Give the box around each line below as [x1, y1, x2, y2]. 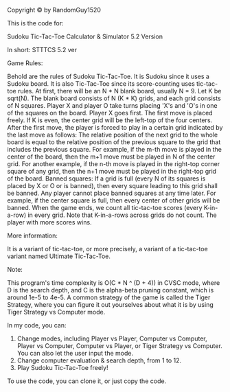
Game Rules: [7, 59, 43, 67]
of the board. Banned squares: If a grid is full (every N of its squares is [7, 174, 206, 183]
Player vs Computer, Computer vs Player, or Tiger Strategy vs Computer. [16, 342, 223, 349]
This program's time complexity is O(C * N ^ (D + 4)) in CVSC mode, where [7, 279, 220, 287]
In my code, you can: [7, 321, 67, 329]
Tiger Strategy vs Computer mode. [7, 308, 106, 316]
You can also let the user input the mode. [16, 349, 134, 357]
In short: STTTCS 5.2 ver [7, 46, 78, 54]
